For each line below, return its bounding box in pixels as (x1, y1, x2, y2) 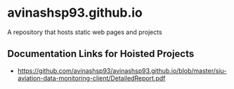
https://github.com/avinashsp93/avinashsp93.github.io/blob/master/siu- (17, 66, 227, 74)
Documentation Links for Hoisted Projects (7, 48, 195, 60)
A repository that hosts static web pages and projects (7, 28, 163, 36)
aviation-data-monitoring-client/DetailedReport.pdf (17, 74, 166, 82)
